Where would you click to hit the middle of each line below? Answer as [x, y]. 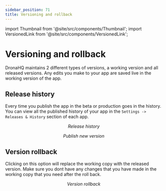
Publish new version [84, 136]
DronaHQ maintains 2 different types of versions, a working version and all [82, 68]
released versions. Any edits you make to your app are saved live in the [78, 73]
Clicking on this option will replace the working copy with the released [77, 164]
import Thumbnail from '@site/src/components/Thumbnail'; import [74, 28]
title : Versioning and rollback [39, 14]
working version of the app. [33, 78]
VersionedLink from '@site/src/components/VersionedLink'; [67, 34]
